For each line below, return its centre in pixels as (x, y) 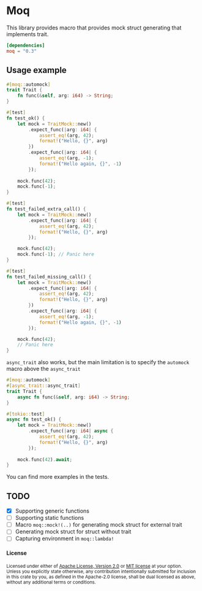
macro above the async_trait (43, 369)
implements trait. (28, 34)
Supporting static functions (50, 518)
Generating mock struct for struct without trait (73, 532)
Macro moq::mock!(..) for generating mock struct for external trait (99, 525)
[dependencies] (26, 45)
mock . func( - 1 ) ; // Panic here (56, 254)
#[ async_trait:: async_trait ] (43, 386)
